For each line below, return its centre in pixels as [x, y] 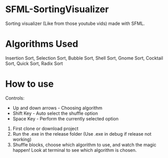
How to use [30, 84]
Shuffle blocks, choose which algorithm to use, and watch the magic [85, 145]
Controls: [15, 98]
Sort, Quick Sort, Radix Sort [34, 63]
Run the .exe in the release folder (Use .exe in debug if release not [82, 134]
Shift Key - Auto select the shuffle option [55, 113]
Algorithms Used [42, 44]
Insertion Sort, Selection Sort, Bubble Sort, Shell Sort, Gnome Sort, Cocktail [84, 58]
